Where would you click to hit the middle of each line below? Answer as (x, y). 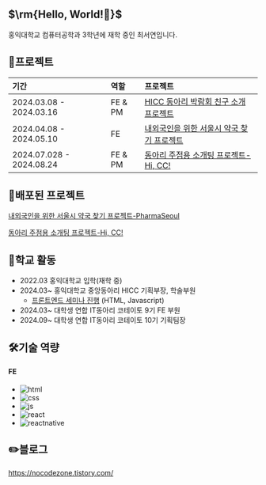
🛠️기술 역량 (34, 348)
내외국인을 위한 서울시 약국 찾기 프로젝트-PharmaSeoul (94, 216)
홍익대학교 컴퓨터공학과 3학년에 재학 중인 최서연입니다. (93, 34)
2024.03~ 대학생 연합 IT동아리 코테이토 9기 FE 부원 (100, 310)
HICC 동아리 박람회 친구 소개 (195, 101)
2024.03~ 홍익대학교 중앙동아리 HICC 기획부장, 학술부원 (108, 290)
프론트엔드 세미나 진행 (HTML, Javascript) (98, 301)
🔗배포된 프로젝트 (46, 196)
